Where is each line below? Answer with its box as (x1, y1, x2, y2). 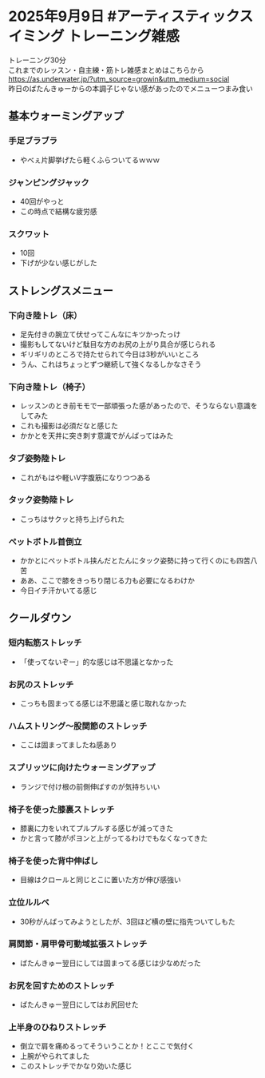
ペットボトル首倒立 (8, 536, 82, 547)
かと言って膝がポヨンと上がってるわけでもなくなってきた (19, 833, 208, 843)
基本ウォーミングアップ (8, 109, 124, 123)
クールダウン (8, 611, 72, 625)
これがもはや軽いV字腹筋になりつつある (19, 472, 152, 482)
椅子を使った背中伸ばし (8, 855, 98, 866)
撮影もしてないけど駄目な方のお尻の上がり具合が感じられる (19, 339, 216, 348)
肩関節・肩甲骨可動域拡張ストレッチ (8, 938, 148, 949)
